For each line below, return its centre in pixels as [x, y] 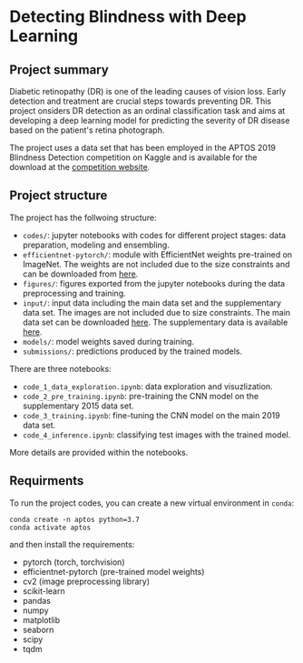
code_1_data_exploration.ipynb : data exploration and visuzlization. [148, 386]
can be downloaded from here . [80, 274]
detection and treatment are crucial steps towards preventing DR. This [141, 101]
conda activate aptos [50, 527]
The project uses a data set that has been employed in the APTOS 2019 [143, 148]
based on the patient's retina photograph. [87, 130]
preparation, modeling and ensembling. [96, 245]
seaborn [38, 629]
